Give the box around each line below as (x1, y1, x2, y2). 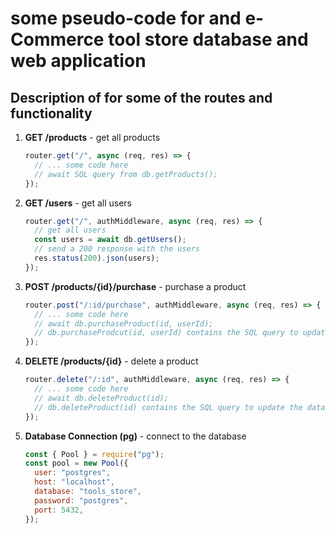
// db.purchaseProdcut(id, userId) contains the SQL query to (34, 328, 299, 338)
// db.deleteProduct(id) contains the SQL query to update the (34, 402, 303, 412)
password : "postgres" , (34, 495, 129, 506)
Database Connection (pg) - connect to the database (24, 430, 247, 442)
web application (10, 50, 147, 72)
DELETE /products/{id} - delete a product (24, 355, 199, 367)
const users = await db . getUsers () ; (34, 235, 187, 245)
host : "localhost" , (34, 477, 116, 487)
